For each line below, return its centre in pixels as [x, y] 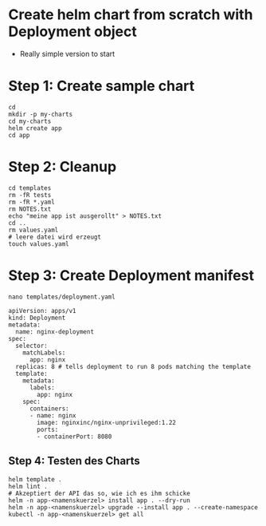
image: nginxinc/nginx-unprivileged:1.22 [107, 422]
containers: [49, 409]
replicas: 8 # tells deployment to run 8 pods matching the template [133, 366]
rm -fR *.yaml [32, 202]
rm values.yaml [33, 230]
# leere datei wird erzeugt [55, 237]
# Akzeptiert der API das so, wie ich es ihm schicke [100, 493]
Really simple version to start [67, 53]
